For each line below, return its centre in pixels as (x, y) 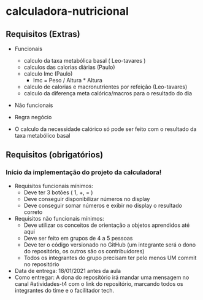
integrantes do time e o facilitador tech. (64, 290)
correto (33, 212)
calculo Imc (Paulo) (48, 74)
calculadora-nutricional (67, 11)
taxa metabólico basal (42, 136)
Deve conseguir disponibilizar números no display (87, 199)
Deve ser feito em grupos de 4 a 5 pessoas (78, 238)
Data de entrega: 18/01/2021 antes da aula (67, 270)
